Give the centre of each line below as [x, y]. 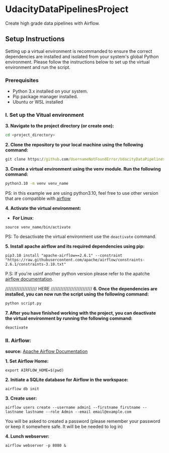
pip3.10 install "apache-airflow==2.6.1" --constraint [64, 255]
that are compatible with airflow [38, 198]
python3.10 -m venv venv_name [37, 184]
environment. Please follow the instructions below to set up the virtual [77, 62]
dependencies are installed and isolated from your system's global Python [82, 56]
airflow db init [22, 389]
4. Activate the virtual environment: [43, 208]
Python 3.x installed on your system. [50, 91]
